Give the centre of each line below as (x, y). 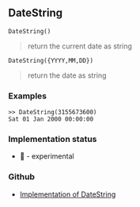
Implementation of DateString (68, 194)
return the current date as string (80, 46)
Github (22, 177)
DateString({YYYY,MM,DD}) (51, 60)
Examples (28, 96)
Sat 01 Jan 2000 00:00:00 (51, 119)
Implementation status (53, 140)
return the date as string (67, 75)
